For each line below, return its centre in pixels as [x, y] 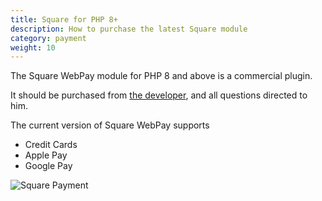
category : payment [48, 38]
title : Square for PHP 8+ [64, 19]
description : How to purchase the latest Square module [129, 29]
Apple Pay [46, 155]
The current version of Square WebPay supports [110, 125]
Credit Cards [51, 145]
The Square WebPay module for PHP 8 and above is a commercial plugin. [161, 76]
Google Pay [48, 166]
